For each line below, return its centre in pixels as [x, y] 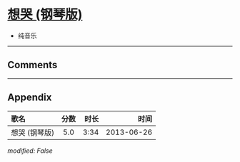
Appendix [30, 98]
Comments [32, 65]
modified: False [30, 151]
